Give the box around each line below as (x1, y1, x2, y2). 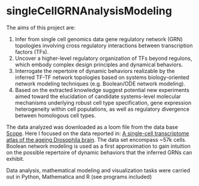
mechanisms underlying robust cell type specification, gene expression (14, 99, 192, 106)
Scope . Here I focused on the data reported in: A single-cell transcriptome (6, 130, 189, 137)
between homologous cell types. (14, 112, 96, 119)
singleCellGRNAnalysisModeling (6, 4, 173, 18)
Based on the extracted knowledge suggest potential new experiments (14, 86, 190, 93)
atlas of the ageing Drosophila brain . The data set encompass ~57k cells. (6, 136, 187, 143)
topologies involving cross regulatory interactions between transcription (14, 42, 193, 49)
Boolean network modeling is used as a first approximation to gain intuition (6, 142, 191, 150)
